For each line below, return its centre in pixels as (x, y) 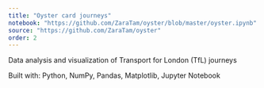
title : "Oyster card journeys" (60, 15)
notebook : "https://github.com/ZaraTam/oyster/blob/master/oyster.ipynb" (133, 23)
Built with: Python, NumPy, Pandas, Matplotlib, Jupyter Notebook (114, 75)
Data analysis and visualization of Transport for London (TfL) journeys (123, 60)
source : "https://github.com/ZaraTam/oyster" (84, 30)
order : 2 (23, 38)
